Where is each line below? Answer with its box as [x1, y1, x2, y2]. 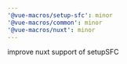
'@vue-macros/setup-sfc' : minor [7, 11, 113, 20]
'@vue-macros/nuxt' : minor [7, 26, 96, 34]
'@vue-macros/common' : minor [7, 19, 103, 27]
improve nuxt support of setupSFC [7, 48, 119, 57]
